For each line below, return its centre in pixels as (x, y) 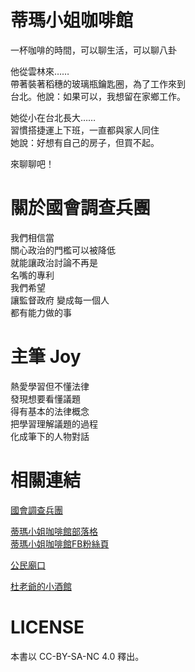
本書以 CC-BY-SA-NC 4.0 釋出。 (77, 656)
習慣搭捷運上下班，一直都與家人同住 (85, 130)
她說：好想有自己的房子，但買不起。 (85, 142)
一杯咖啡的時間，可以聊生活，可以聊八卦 (93, 50)
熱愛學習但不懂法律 (50, 386)
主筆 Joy (46, 357)
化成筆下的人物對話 (50, 436)
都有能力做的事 (41, 312)
